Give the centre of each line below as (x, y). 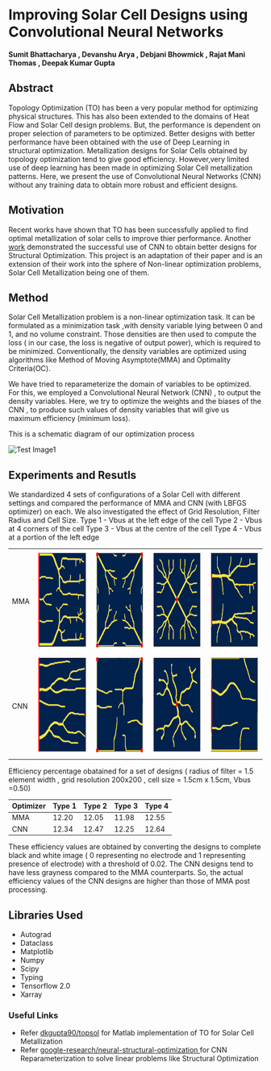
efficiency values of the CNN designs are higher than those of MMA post (129, 881)
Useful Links (33, 1015)
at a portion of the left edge (54, 537)
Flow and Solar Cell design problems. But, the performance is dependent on (134, 125)
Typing (31, 977)
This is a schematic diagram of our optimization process (102, 434)
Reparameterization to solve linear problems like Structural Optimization (140, 1059)
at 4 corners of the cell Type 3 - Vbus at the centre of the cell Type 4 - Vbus (135, 529)
